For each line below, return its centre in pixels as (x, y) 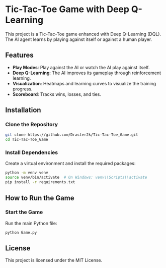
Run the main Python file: (31, 223)
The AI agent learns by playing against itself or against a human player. (79, 39)
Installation (23, 110)
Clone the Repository (32, 125)
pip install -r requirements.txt (40, 182)
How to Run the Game (40, 198)
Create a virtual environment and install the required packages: (70, 164)
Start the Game (24, 212)
